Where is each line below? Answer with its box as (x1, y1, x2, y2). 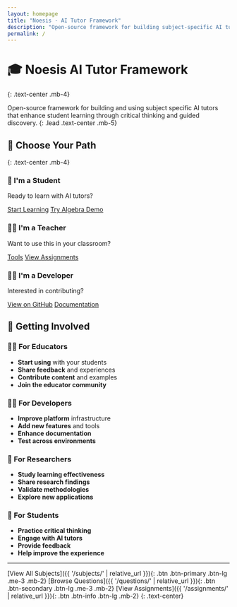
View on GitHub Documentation (7, 300, 99, 308)
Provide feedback (17, 541, 71, 550)
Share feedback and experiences (17, 365, 116, 374)
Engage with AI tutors (17, 534, 83, 543)
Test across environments (17, 436, 97, 445)
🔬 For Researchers (7, 454, 72, 464)
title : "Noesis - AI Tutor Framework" (7, 17, 121, 24)
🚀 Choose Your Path (7, 139, 97, 151)
